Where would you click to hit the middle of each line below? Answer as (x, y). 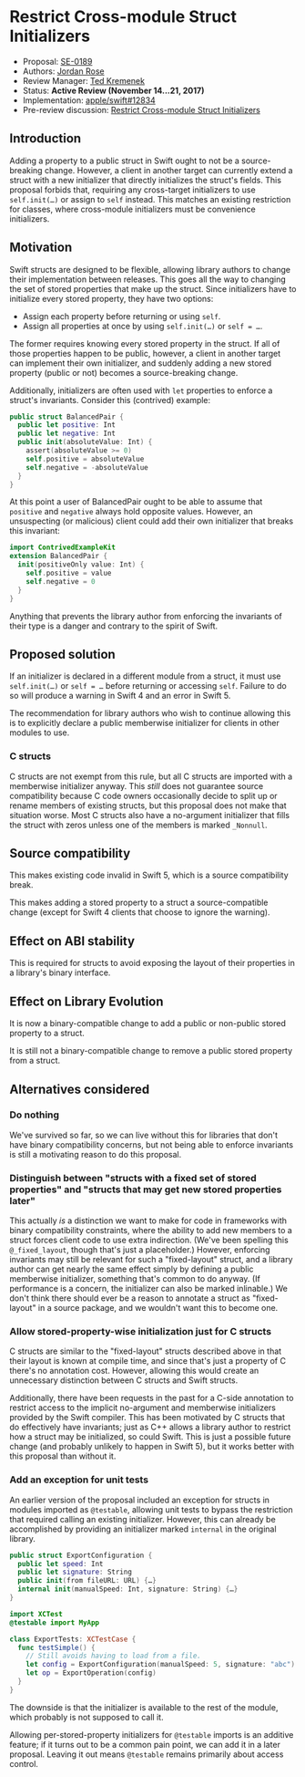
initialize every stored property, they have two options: (112, 298)
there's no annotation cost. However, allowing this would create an (134, 1371)
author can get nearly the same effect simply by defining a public (132, 1269)
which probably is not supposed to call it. (86, 1717)
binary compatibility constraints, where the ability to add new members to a (151, 1231)
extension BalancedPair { (58, 556)
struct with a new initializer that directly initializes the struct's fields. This (146, 180)
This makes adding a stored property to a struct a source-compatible (139, 903)
